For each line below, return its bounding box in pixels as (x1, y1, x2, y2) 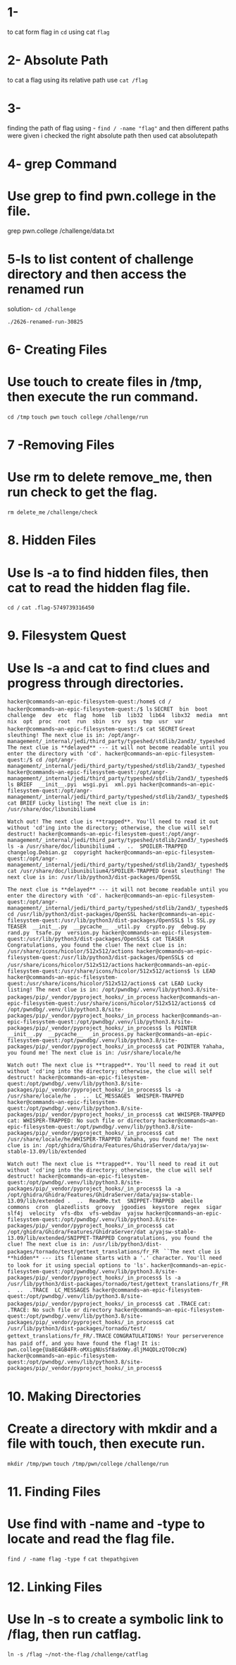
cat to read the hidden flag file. (7, 579, 191, 596)
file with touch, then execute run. (7, 1436, 206, 1451)
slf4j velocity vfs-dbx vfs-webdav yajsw (7, 1210, 143, 1218)
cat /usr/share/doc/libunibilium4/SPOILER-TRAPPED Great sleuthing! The (7, 867, 225, 875)
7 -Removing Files (7, 437, 115, 453)
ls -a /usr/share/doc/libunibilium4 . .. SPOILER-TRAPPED (7, 843, 188, 850)
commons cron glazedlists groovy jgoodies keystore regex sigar (7, 1204, 222, 1211)
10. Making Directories (7, 1388, 142, 1405)
